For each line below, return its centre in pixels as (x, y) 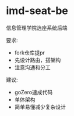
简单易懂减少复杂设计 (40, 107)
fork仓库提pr (29, 52)
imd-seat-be (37, 11)
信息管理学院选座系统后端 (37, 28)
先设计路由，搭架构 (38, 60)
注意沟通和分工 (32, 67)
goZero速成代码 (34, 92)
